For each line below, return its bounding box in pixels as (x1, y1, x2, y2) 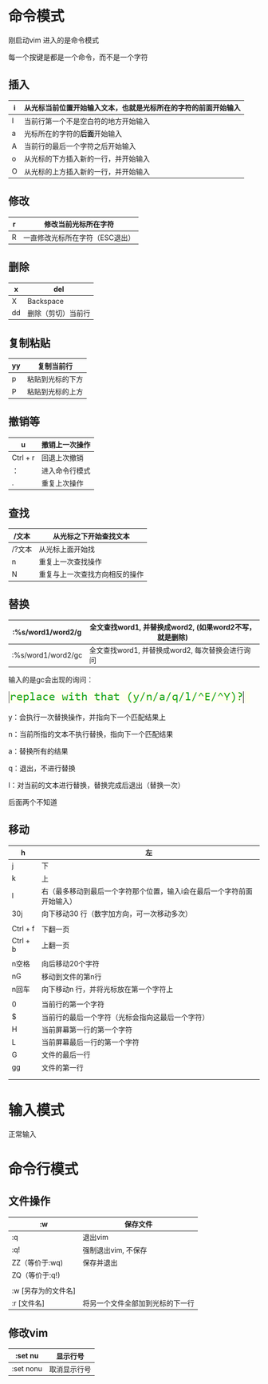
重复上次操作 (41, 478, 84, 488)
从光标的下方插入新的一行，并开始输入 (23, 154, 150, 164)
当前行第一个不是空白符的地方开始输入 (23, 116, 150, 126)
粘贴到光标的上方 (26, 387, 84, 397)
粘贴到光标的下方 (26, 374, 84, 384)
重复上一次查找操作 (38, 557, 102, 566)
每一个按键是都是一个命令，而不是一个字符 (8, 52, 148, 62)
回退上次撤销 (41, 453, 84, 462)
